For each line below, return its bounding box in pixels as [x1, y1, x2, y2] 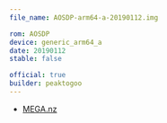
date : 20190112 [9, 46, 66, 55]
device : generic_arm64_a [9, 38, 102, 47]
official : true [9, 71, 66, 80]
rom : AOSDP [9, 29, 50, 39]
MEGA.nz [22, 103, 57, 114]
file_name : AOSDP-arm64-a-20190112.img [9, 13, 159, 22]
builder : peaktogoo [9, 79, 83, 88]
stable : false [9, 55, 63, 64]
